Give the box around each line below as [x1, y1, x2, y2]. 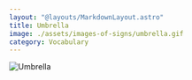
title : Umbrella [9, 21, 69, 30]
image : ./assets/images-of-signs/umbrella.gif [9, 29, 184, 38]
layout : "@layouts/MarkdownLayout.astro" [9, 12, 165, 22]
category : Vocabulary [9, 37, 89, 47]
